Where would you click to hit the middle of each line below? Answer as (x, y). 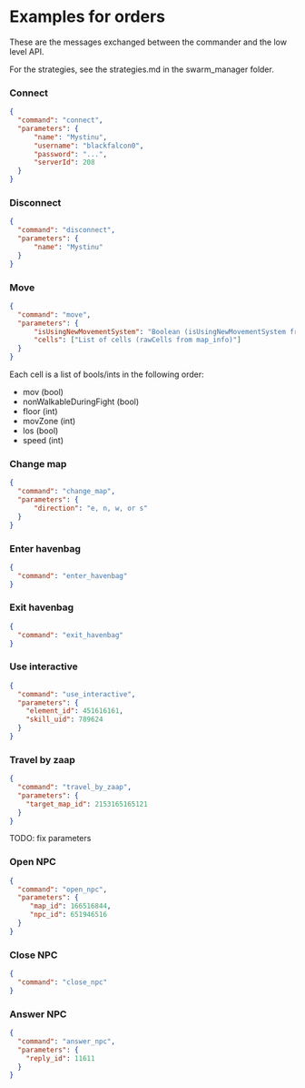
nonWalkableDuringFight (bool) (81, 402)
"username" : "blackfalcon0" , (89, 146)
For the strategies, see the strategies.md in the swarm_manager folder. (142, 69)
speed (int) (43, 441)
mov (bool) (43, 392)
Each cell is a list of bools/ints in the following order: (107, 374)
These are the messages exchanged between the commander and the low (148, 42)
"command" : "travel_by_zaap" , (74, 788)
